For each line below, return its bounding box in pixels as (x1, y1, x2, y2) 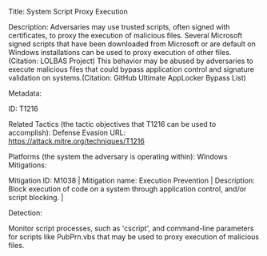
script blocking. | (8, 193, 64, 202)
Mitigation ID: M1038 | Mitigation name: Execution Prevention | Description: (8, 175, 255, 185)
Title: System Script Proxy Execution (8, 7, 128, 16)
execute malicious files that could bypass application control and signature (8, 65, 254, 74)
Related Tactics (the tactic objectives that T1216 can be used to (8, 120, 217, 128)
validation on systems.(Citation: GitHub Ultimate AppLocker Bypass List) (8, 73, 246, 82)
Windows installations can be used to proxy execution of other (8, 48, 214, 57)
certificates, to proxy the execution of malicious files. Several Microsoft (8, 31, 243, 40)
